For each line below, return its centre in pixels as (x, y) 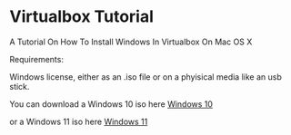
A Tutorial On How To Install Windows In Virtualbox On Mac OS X (131, 42)
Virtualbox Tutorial (82, 17)
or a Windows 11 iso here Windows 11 (79, 121)
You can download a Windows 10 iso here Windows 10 (111, 104)
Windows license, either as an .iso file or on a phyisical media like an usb (145, 77)
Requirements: (36, 59)
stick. (20, 86)
